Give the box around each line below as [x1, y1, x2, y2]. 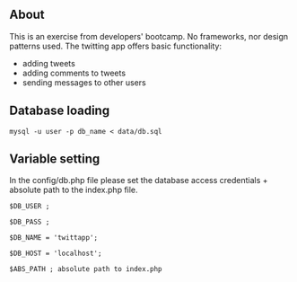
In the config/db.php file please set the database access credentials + [9, 175, 268, 186]
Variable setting [9, 152, 100, 167]
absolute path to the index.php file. [9, 184, 138, 196]
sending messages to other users [22, 76, 146, 88]
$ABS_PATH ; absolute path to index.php [9, 265, 163, 274]
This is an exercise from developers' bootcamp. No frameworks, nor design [9, 31, 289, 41]
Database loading [9, 103, 110, 119]
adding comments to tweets [22, 67, 127, 78]
